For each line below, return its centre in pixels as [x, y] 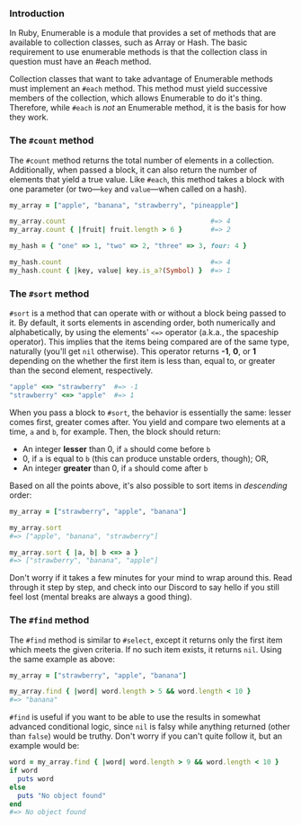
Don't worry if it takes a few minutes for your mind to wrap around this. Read [151, 578]
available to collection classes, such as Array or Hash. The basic [128, 42]
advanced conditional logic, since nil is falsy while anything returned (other [150, 727]
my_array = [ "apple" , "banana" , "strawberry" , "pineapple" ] [124, 205]
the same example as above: [62, 659]
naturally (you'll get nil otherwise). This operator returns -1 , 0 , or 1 [133, 351]
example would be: [44, 746]
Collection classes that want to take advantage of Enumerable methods [142, 79]
